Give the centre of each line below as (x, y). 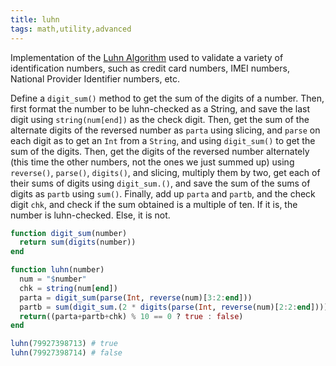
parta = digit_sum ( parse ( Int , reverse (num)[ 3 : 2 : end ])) (136, 297)
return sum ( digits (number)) (78, 242)
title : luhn (35, 19)
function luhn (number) (57, 270)
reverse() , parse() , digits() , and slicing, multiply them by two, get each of (165, 172)
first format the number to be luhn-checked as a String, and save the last (160, 108)
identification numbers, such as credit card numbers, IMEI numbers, (150, 68)
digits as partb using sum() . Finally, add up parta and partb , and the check (163, 193)
